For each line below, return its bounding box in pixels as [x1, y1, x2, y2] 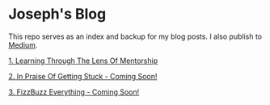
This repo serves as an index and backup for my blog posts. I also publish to [8, 31, 263, 41]
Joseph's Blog [8, 5, 107, 23]
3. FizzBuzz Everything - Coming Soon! [8, 86, 140, 97]
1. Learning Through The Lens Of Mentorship [8, 56, 158, 65]
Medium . [8, 40, 38, 49]
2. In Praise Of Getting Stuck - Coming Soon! [8, 71, 158, 81]
